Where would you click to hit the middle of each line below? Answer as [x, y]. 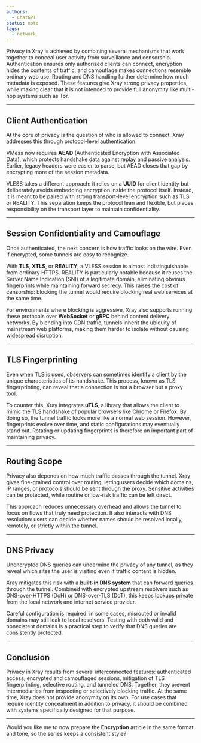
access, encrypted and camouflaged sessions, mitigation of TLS [86, 678]
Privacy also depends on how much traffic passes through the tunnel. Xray [98, 476]
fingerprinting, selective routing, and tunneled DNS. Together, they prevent [98, 684]
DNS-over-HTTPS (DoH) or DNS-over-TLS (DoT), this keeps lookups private [100, 596]
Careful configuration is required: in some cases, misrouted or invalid [91, 614]
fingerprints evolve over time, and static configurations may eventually [93, 424]
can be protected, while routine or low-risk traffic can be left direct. [89, 495]
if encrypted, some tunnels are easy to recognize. [68, 254]
